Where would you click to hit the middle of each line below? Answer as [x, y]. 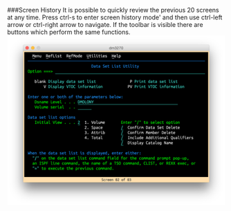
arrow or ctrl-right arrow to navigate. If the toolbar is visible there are [105, 25]
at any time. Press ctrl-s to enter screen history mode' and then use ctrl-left [115, 17]
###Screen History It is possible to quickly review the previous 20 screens [113, 10]
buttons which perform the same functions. [69, 32]
